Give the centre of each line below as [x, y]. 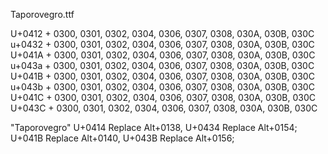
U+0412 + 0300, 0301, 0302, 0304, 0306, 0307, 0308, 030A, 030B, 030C [162, 33]
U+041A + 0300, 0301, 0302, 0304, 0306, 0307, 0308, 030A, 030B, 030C [163, 55]
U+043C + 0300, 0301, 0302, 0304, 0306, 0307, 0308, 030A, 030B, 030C [164, 108]
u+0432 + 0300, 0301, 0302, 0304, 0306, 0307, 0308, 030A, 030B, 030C [162, 44]
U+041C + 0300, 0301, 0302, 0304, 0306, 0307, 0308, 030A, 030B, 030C [163, 97]
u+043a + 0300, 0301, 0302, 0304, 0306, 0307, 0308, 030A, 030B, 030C [162, 65]
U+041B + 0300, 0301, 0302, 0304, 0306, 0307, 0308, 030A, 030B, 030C [162, 76]
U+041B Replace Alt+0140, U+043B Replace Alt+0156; [122, 138]
